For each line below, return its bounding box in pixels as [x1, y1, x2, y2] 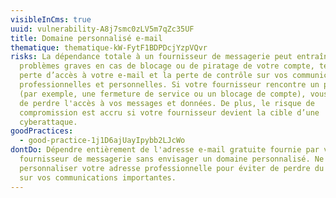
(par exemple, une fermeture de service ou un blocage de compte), [19, 89, 307, 99]
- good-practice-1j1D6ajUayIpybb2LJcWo [19, 136, 186, 146]
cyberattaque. [19, 117, 78, 127]
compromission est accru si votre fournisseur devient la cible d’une [19, 107, 320, 118]
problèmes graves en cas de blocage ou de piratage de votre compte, [19, 61, 315, 71]
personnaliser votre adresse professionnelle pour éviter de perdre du [19, 163, 325, 173]
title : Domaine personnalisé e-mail [10, 33, 163, 43]
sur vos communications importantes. [19, 172, 177, 183]
